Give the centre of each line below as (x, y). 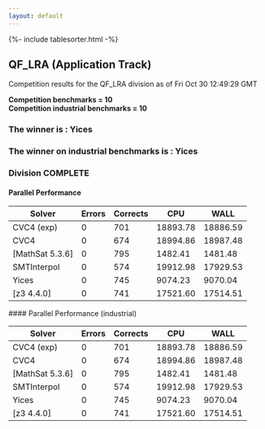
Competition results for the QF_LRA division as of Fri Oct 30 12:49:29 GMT (133, 84)
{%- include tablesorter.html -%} (63, 39)
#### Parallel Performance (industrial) (73, 314)
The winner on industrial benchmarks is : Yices (103, 151)
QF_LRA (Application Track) (80, 65)
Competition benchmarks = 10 (61, 100)
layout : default (36, 16)
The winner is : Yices (51, 129)
